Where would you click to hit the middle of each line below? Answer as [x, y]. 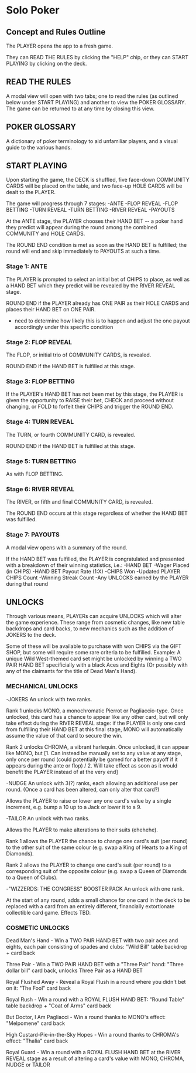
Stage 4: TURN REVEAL [40, 422]
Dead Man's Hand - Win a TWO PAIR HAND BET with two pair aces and [92, 940]
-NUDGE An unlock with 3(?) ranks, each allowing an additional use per [92, 783]
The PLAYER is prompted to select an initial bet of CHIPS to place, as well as [98, 279]
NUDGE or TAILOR [28, 1064]
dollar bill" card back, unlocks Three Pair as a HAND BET [75, 970]
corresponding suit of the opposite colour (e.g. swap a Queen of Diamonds [97, 871]
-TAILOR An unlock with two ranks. [48, 818]
